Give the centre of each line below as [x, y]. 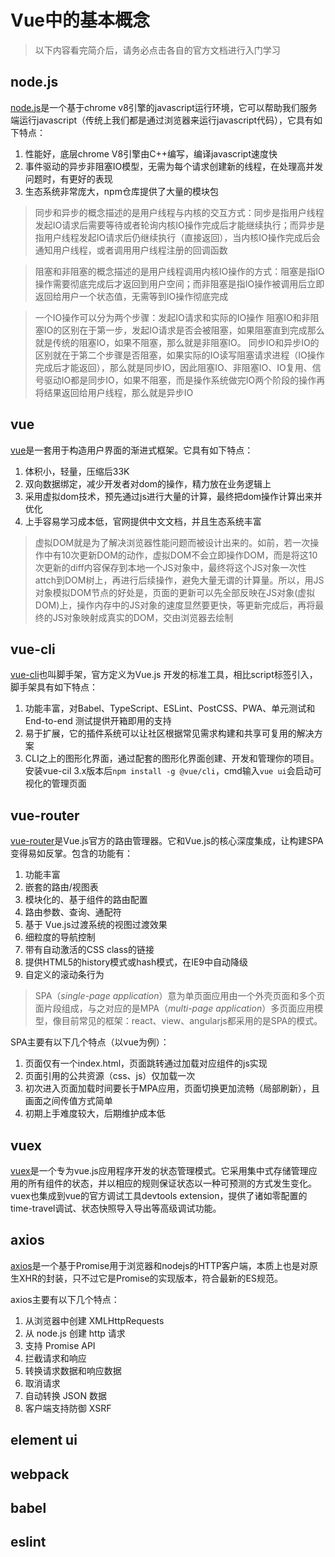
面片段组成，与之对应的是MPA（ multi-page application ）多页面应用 [174, 1008]
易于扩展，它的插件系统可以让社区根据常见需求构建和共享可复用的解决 [169, 733]
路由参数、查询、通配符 [73, 912]
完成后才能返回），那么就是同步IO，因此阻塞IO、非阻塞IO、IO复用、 [173, 367]
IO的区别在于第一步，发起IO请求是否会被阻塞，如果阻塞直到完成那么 [184, 330]
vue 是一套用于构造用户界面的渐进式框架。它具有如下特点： [132, 450]
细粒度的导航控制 [60, 937]
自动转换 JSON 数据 [65, 1395]
